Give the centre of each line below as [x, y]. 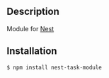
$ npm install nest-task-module [54, 67]
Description [33, 12]
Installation [32, 51]
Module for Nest [30, 28]
